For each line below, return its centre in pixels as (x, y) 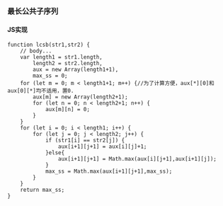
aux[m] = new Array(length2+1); (81, 97)
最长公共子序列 (33, 11)
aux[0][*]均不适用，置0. (41, 91)
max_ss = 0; (51, 76)
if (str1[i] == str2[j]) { (85, 141)
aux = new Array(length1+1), (76, 70)
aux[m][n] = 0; (68, 110)
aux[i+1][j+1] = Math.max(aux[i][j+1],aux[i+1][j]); (137, 159)
